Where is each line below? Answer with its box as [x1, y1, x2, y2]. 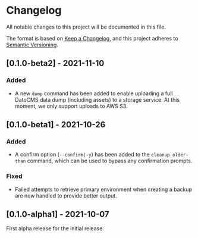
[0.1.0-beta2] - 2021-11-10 [6, 58, 105, 68]
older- [172, 152, 189, 158]
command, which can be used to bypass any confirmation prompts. [27, 157, 193, 164]
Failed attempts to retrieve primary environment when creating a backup [14, 186, 192, 193]
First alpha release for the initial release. [6, 225, 104, 232]
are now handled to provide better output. [14, 192, 117, 199]
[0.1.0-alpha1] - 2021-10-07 [6, 209, 109, 219]
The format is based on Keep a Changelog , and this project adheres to [6, 35, 178, 42]
